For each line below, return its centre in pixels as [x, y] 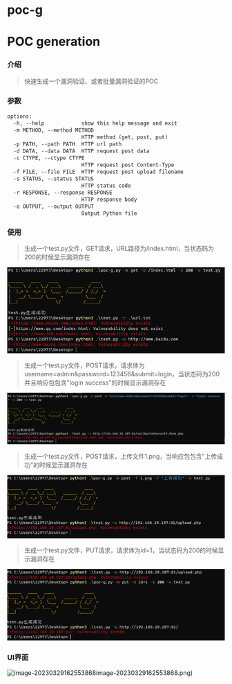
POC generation [54, 42]
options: [20, 116]
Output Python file [109, 213]
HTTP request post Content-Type [128, 165]
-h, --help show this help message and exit [95, 123]
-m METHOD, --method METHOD [54, 130]
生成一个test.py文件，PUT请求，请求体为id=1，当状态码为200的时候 [121, 550]
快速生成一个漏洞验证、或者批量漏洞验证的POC [91, 81]
